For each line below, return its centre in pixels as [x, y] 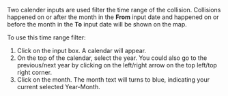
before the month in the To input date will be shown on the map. [97, 24]
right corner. [34, 72]
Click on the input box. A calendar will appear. [82, 51]
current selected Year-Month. [58, 87]
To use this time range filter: [47, 37]
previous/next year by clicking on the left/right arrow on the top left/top [117, 65]
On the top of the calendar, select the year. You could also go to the [112, 58]
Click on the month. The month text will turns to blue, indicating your [113, 80]
